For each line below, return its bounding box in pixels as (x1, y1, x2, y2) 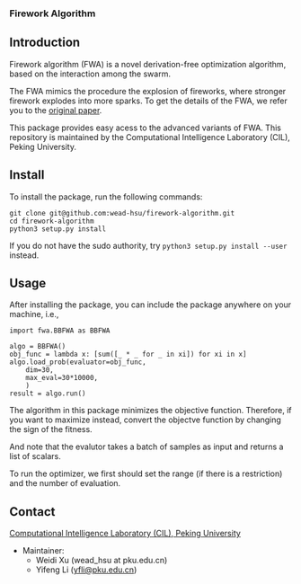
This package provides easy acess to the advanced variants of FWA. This (9, 122, 281, 133)
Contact (9, 504, 56, 519)
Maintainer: (22, 545, 65, 556)
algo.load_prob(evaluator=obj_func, (9, 358, 146, 367)
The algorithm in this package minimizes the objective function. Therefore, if (9, 405, 292, 416)
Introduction (9, 35, 81, 50)
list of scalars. (9, 451, 61, 462)
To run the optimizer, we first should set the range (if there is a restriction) (9, 468, 283, 479)
